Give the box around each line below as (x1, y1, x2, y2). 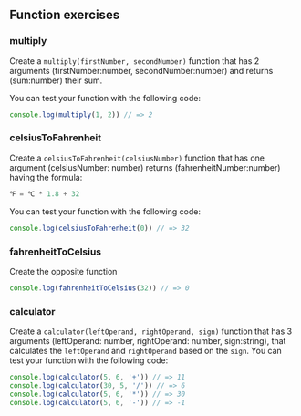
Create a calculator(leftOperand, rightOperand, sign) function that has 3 (9, 326, 293, 337)
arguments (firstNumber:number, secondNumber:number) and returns (9, 65, 274, 76)
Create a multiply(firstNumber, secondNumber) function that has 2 (9, 55, 260, 67)
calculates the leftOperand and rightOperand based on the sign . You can (9, 346, 283, 357)
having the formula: (9, 172, 83, 182)
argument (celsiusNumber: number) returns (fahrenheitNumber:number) (9, 161, 281, 172)
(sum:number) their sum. (9, 75, 103, 86)
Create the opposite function (9, 265, 118, 276)
